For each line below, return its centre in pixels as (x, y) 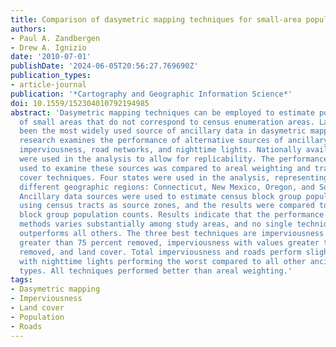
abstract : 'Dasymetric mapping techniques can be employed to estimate (162, 112)
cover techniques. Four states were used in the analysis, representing (174, 177)
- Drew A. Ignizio (48, 47)
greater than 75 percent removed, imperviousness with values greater (169, 242)
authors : (28, 29)
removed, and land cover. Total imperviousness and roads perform (160, 252)
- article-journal (48, 85)
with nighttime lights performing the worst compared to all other (163, 261)
